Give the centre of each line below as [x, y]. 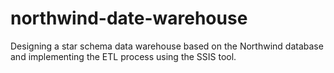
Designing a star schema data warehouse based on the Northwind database [167, 46]
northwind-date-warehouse [129, 18]
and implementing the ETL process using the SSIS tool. [123, 56]
